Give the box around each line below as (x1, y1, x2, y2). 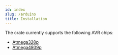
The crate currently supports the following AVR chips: (5, 30, 114, 36)
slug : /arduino (5, 12, 36, 17)
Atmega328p (12, 39, 39, 45)
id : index (5, 7, 26, 12)
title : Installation (5, 16, 48, 21)
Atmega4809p (12, 45, 42, 51)
